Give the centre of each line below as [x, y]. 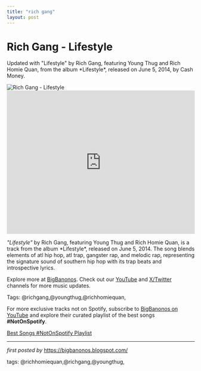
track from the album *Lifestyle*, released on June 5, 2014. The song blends [101, 249]
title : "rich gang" [31, 12]
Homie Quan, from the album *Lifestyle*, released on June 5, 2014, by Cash [100, 70]
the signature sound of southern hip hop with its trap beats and [84, 262]
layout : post [23, 17]
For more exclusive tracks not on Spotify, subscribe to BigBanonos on [92, 309]
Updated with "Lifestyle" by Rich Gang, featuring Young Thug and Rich [94, 63]
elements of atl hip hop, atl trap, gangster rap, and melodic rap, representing [101, 255]
